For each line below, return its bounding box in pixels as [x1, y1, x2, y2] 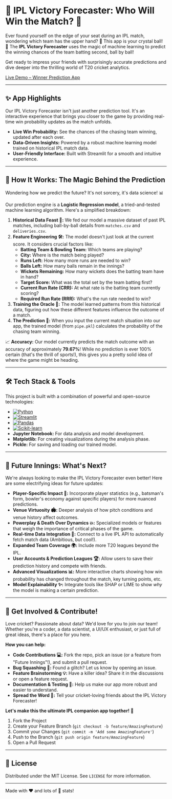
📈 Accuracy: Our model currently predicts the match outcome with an [5, 339, 155, 345]
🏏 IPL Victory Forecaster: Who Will [5, 5, 155, 16]
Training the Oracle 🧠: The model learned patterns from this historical [12, 301, 161, 307]
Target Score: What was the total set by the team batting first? [20, 279, 153, 285]
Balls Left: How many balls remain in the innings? [20, 263, 124, 269]
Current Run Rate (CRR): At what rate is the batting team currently [20, 285, 161, 291]
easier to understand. [12, 687, 58, 693]
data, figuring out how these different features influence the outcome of [12, 306, 165, 312]
